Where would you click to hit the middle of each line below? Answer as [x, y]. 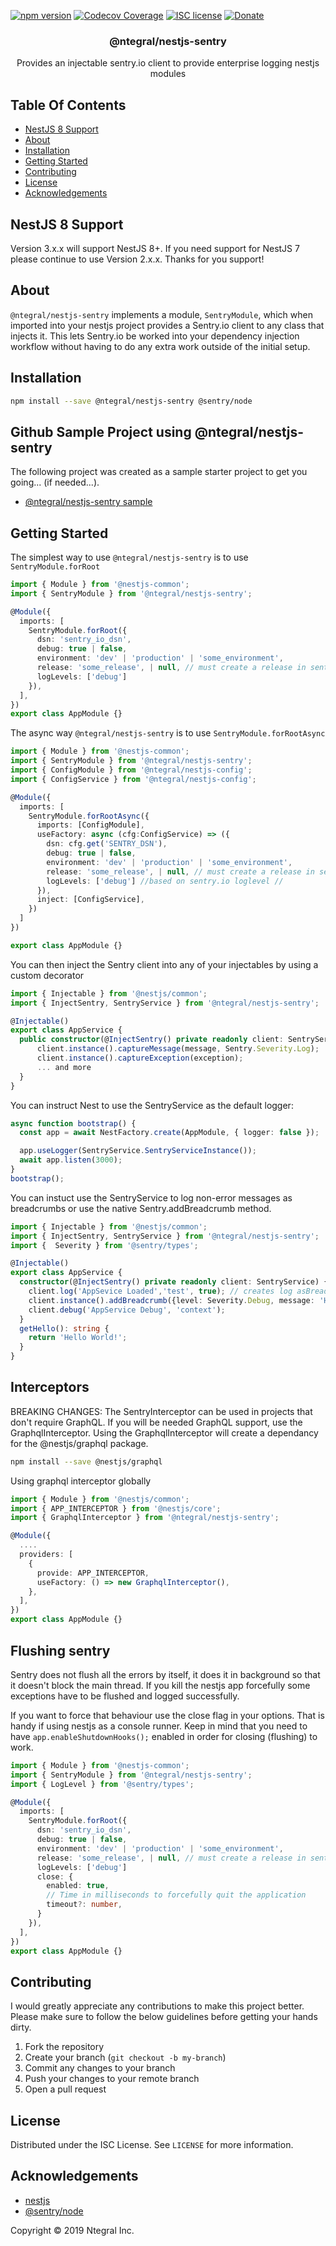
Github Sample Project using [101, 431]
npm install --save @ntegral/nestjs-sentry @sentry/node [131, 401]
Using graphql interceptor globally [81, 1481]
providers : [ [46, 1555]
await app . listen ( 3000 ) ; [71, 1160]
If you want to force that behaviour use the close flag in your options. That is [167, 1715]
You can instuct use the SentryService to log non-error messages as [151, 1197]
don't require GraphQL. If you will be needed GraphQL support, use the [156, 1422]
